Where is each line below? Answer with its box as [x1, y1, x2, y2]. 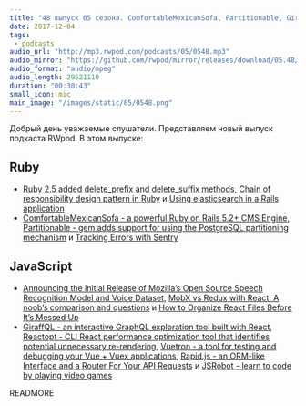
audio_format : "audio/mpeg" [9, 65, 117, 74]
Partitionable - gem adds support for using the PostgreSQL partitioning [22, 223, 290, 234]
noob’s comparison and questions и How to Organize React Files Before [22, 302, 293, 313]
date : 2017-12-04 [9, 22, 76, 31]
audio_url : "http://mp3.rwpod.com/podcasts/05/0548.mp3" [9, 47, 230, 57]
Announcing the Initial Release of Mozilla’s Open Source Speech [22, 283, 264, 293]
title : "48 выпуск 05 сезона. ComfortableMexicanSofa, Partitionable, [9, 13, 283, 23]
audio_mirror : [9, 56, 64, 65]
